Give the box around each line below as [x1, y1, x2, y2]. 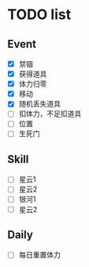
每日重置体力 [18, 250, 61, 260]
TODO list [7, 6, 72, 24]
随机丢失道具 [18, 99, 61, 109]
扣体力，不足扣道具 [18, 109, 82, 118]
